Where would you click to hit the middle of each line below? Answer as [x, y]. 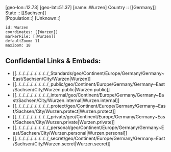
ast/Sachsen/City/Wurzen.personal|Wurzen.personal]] [70, 133]
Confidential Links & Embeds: [53, 61]
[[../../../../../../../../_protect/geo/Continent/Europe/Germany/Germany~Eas [89, 106]
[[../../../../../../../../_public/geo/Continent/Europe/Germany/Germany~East [89, 84]
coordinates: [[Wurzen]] [32, 32]
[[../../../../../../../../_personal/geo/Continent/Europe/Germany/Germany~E [88, 128]
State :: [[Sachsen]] [26, 13]
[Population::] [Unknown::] [33, 18]
